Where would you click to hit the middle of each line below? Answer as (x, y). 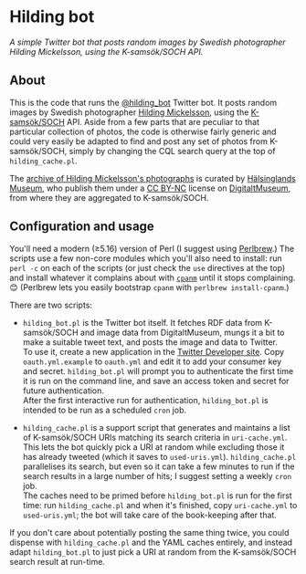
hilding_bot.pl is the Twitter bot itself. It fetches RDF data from (142, 322)
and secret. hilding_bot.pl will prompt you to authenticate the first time (158, 370)
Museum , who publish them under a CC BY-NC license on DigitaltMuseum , (150, 188)
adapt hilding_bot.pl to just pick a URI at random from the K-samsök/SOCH (153, 552)
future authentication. (63, 391)
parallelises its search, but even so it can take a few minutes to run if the (158, 466)
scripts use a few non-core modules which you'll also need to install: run (146, 258)
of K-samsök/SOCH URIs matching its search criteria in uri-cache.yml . (155, 437)
